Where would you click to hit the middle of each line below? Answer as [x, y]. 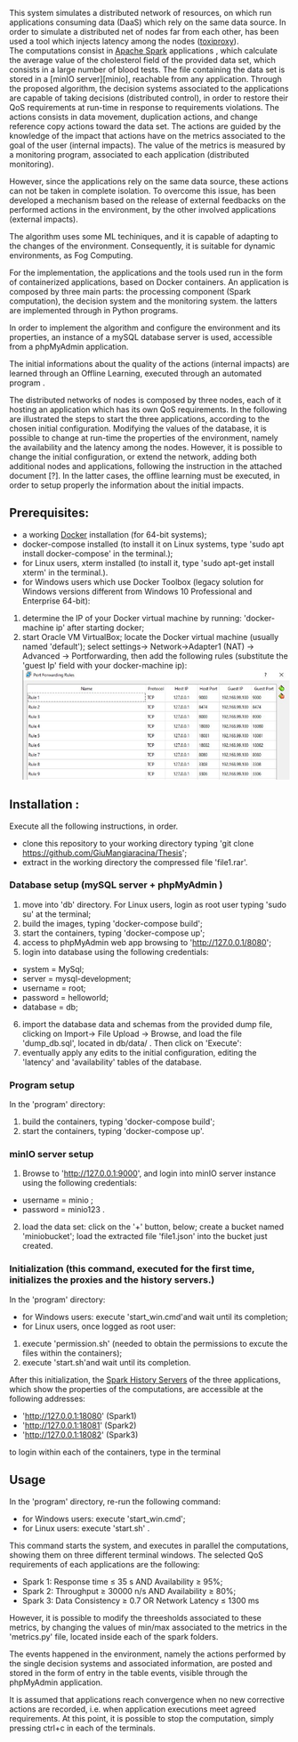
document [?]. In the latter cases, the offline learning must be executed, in [145, 476]
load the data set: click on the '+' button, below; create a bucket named [153, 1227]
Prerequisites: [49, 513]
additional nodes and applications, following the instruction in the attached [146, 466]
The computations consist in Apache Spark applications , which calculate [144, 51]
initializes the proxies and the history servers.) [112, 1280]
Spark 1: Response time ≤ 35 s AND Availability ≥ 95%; [122, 1581]
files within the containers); [72, 1353]
